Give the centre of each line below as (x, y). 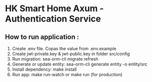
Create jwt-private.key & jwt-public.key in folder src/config (71, 54)
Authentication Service (53, 19)
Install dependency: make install (44, 69)
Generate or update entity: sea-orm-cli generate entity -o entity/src (80, 64)
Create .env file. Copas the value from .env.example (64, 49)
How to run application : (42, 37)
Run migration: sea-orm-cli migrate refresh (55, 59)
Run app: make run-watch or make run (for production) (67, 74)
